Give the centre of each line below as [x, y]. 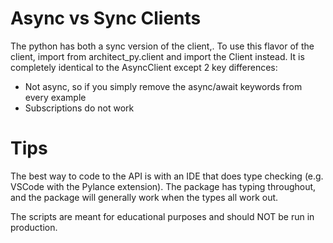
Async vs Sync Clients [106, 18]
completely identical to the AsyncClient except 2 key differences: [144, 67]
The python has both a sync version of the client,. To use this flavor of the [162, 46]
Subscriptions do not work [79, 108]
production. [34, 227]
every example [55, 97]
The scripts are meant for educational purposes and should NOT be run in [162, 216]
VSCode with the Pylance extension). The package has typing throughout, [163, 186]
